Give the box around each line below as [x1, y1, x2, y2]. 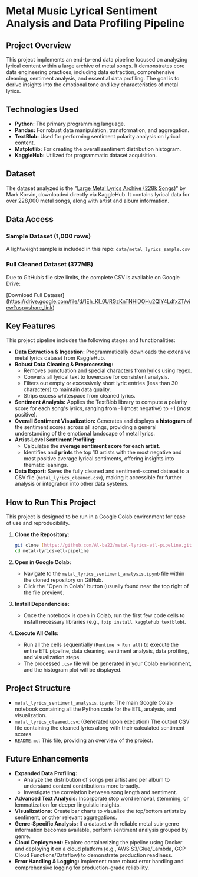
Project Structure [6, 683, 71, 694]
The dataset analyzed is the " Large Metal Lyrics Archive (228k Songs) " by [6, 185, 186, 192]
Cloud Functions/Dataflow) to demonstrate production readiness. [14, 851, 173, 859]
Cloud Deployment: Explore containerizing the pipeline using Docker [14, 839, 183, 846]
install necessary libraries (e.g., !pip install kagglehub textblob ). [23, 618, 186, 625]
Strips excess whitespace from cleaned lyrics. [23, 392, 136, 399]
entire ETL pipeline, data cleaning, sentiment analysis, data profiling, [23, 647, 190, 654]
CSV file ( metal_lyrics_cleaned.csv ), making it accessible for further [14, 474, 182, 481]
